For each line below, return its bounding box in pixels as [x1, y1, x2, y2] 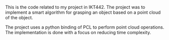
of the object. [5, 15, 33, 20]
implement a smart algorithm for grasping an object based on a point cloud [5, 9, 161, 15]
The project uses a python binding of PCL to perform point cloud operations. [5, 24, 164, 30]
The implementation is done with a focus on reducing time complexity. [5, 30, 151, 35]
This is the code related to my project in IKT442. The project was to [5, 4, 145, 10]
